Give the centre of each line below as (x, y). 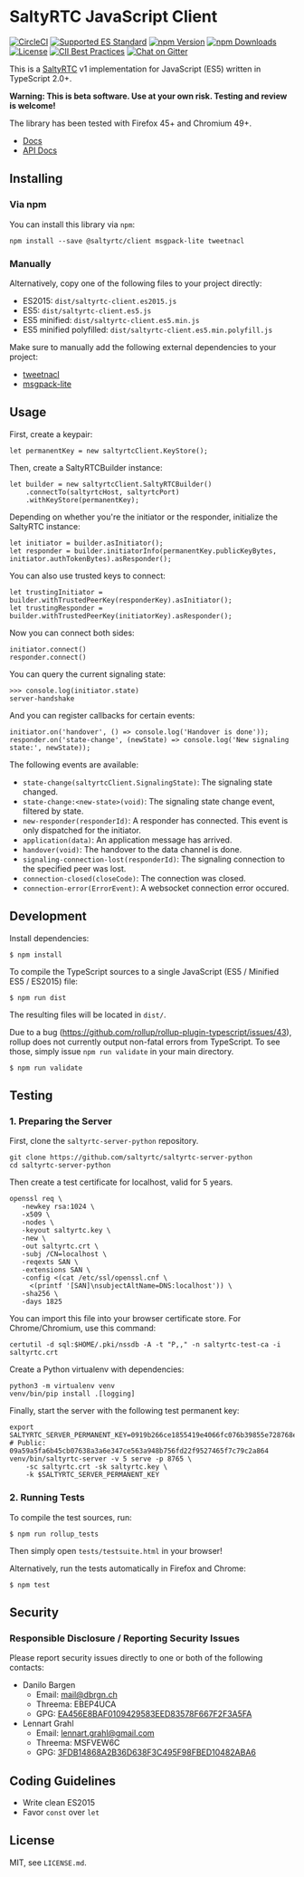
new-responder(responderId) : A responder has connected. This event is (155, 820)
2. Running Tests (47, 1498)
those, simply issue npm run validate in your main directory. (122, 1051)
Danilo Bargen (49, 1685)
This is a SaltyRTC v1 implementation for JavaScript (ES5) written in (135, 69)
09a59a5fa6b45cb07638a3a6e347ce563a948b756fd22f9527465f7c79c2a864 (139, 1451)
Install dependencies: (49, 938)
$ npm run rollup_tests (54, 1534)
